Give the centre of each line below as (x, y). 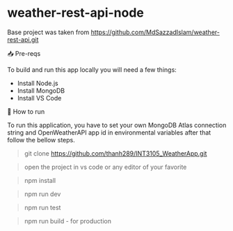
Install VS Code (39, 98)
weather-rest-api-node (76, 13)
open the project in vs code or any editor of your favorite (105, 167)
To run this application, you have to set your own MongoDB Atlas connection (117, 125)
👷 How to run (26, 111)
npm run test (42, 207)
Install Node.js (38, 83)
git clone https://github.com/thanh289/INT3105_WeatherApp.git (115, 153)
